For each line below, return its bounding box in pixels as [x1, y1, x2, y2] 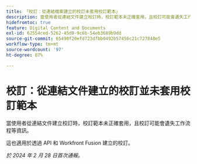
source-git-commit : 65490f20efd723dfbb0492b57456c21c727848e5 [6, 36, 161, 42]
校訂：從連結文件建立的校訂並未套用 [6, 84, 181, 97]
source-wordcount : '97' [6, 47, 64, 53]
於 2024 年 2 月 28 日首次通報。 [6, 152, 84, 159]
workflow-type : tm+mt [6, 42, 59, 47]
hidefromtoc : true [6, 19, 51, 25]
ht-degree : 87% [6, 52, 43, 58]
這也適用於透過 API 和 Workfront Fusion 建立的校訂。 [6, 139, 133, 146]
